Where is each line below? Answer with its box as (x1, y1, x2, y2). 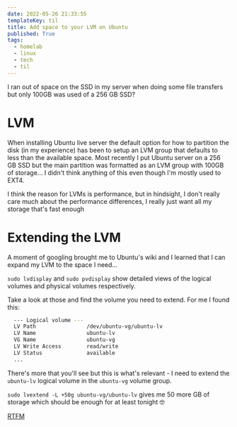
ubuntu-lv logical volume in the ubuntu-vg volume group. (7, 376, 172, 385)
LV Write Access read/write (13, 343, 119, 350)
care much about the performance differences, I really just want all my (7, 197, 212, 205)
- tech (13, 57, 33, 64)
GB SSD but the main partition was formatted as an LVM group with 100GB (7, 161, 224, 169)
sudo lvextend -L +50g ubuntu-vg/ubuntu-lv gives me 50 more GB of (7, 390, 210, 399)
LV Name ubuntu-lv (13, 330, 115, 337)
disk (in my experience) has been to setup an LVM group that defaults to (7, 146, 218, 154)
